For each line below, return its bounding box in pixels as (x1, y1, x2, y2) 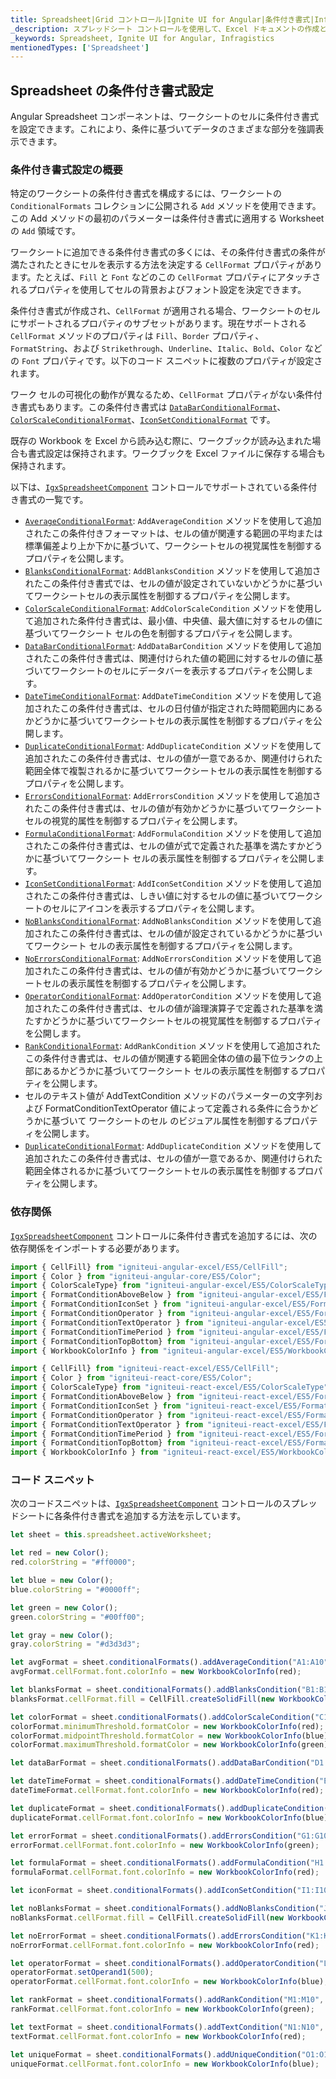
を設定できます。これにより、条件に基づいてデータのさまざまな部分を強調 (10, 123, 316, 135)
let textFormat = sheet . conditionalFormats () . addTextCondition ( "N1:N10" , (10, 2022, 325, 2032)
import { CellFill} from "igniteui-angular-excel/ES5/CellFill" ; (10, 1262, 288, 1272)
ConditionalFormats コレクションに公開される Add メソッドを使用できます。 (10, 200, 322, 212)
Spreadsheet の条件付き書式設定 (10, 82, 214, 99)
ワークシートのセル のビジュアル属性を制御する (88, 1115, 283, 1127)
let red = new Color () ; (10, 1548, 110, 1558)
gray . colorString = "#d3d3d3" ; (10, 1639, 141, 1650)
